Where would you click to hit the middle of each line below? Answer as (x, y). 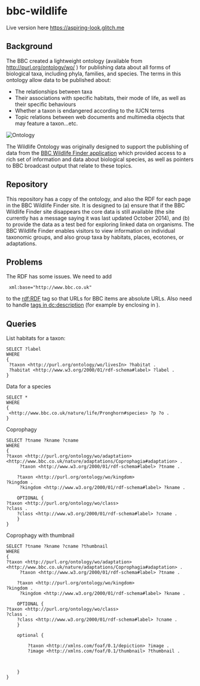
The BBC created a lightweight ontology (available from (74, 60)
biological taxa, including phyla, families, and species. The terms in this (94, 74)
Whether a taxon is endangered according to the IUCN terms (90, 110)
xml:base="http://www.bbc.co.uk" (50, 288)
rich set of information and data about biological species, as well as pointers (100, 159)
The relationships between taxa (53, 92)
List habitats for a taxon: (36, 338)
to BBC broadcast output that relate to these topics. (70, 165)
